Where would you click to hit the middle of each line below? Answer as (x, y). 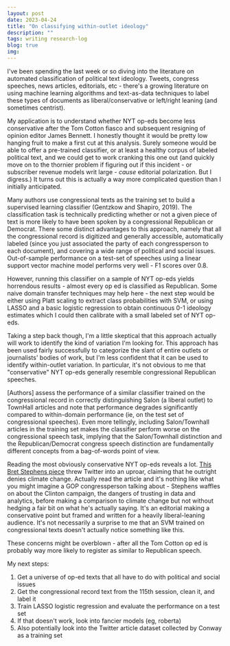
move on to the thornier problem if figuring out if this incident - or (100, 165)
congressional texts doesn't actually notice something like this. (96, 529)
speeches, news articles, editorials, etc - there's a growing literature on (108, 86)
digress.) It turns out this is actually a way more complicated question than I (114, 179)
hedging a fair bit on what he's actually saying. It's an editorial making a (108, 507)
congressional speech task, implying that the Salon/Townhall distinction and (114, 436)
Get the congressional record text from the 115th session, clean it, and (116, 591)
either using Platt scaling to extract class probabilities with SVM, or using (110, 300)
